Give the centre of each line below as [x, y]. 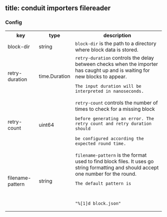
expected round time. [101, 143]
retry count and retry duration [113, 123]
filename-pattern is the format [111, 155]
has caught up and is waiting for [113, 70]
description [118, 35]
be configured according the [110, 138]
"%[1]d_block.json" [98, 203]
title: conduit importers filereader [58, 8]
